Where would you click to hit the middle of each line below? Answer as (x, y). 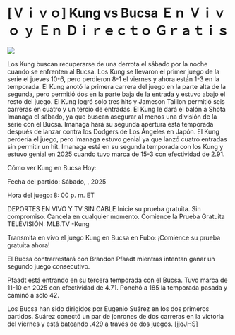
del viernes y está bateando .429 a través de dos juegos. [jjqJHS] (103, 324)
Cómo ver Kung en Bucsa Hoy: (52, 167)
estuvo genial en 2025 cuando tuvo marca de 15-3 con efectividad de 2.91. (116, 154)
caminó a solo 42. (34, 295)
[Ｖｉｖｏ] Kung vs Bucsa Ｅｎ (97, 13)
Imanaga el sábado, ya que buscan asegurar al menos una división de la (112, 117)
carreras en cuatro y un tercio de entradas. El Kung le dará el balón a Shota (116, 109)
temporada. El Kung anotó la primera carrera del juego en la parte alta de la (117, 86)
